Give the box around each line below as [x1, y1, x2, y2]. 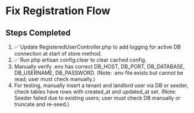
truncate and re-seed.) [14, 101, 70, 108]
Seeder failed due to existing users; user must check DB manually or [14, 95, 181, 101]
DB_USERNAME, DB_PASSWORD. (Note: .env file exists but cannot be [14, 69, 183, 76]
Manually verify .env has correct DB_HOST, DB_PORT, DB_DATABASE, [14, 63, 185, 70]
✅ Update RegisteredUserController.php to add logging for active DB [14, 43, 181, 50]
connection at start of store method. [14, 50, 102, 57]
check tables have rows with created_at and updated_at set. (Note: [14, 88, 176, 95]
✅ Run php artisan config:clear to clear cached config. [14, 56, 147, 63]
